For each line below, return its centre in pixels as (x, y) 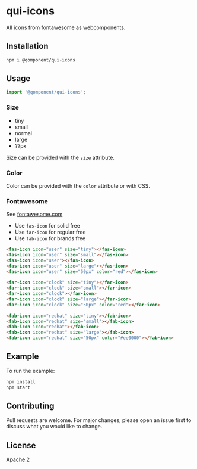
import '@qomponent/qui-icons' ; (46, 92)
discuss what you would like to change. (54, 427)
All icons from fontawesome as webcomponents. (66, 27)
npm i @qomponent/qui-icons (41, 60)
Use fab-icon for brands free (50, 238)
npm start (18, 387)
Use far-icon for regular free (50, 232)
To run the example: (31, 371)
